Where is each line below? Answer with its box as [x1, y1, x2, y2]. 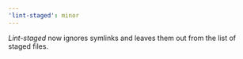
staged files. [8, 41, 49, 51]
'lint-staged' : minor [8, 11, 80, 20]
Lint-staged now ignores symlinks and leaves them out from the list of [8, 33, 237, 42]
